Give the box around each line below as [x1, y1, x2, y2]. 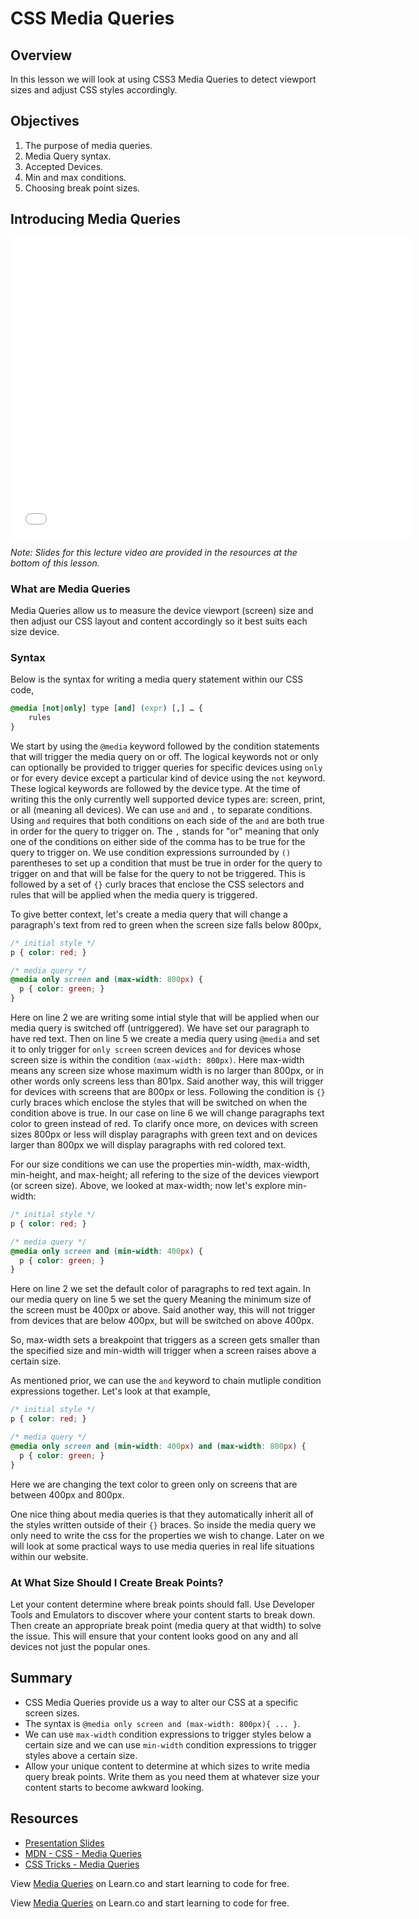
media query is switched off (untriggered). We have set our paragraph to [10, 1022, 310, 1034]
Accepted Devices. [24, 160, 104, 172]
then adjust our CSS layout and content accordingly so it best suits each [10, 615, 308, 627]
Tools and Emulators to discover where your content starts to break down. [10, 1608, 316, 1621]
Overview [10, 47, 73, 64]
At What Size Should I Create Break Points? [10, 1575, 224, 1589]
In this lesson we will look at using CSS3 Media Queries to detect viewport [10, 73, 317, 85]
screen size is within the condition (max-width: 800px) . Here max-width [10, 1054, 305, 1066]
